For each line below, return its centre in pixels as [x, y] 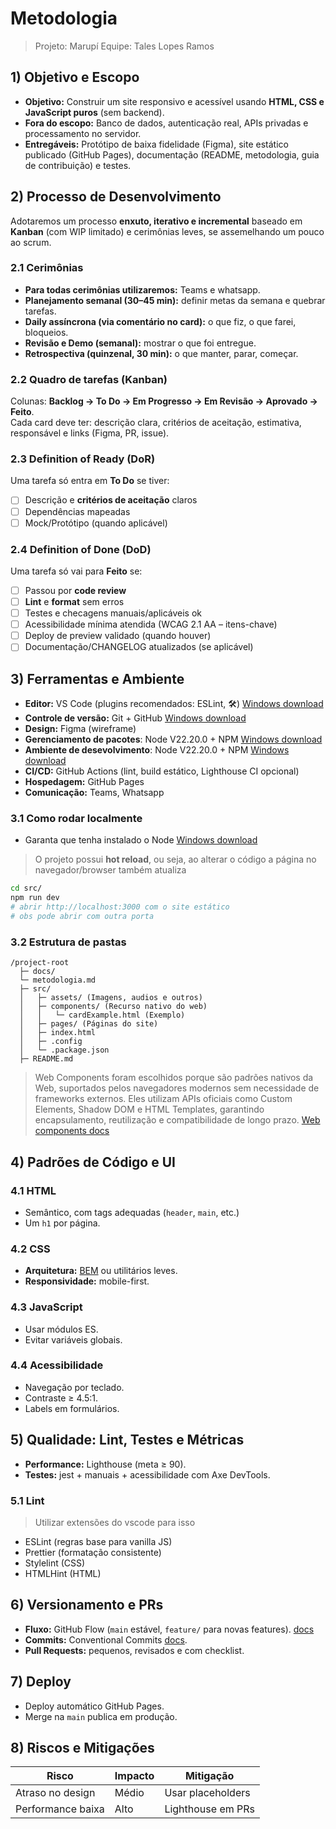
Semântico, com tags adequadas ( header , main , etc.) [132, 1212]
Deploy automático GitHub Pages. [94, 1706]
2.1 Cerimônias [47, 268]
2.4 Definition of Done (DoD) [81, 549]
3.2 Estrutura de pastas [68, 942]
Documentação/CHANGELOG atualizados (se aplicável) [139, 647]
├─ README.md [46, 1059]
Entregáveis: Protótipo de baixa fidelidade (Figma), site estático [156, 144]
